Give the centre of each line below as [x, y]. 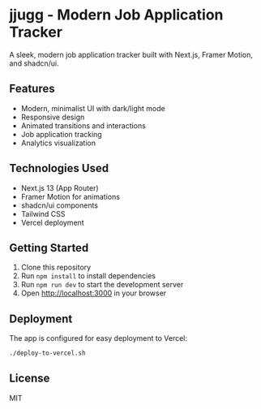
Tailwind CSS [43, 213]
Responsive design [53, 117]
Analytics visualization [58, 143]
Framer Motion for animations [71, 196]
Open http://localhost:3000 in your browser [94, 293]
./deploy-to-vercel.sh [47, 353]
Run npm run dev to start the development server [102, 285]
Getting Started [49, 248]
